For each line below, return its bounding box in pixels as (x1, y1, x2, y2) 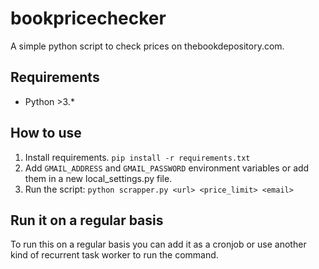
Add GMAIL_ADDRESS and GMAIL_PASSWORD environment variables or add (24, 162, 310, 174)
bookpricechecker (10, 7, 167, 30)
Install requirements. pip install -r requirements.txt (24, 151, 251, 163)
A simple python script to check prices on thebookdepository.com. (10, 40, 285, 52)
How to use (10, 125, 82, 142)
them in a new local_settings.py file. (24, 172, 173, 184)
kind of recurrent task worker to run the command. (10, 249, 219, 261)
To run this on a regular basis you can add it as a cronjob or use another (10, 238, 307, 251)
